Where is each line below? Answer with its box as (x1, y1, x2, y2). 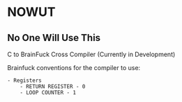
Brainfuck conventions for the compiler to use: (7, 64, 141, 71)
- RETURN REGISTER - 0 (20, 83, 86, 90)
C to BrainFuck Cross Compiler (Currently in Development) (7, 50, 176, 58)
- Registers (7, 77, 42, 84)
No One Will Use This (7, 32, 101, 44)
